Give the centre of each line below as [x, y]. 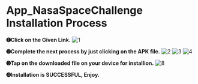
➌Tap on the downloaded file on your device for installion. [80, 63]
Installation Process [57, 23]
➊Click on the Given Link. [38, 40]
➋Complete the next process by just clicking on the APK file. [83, 51]
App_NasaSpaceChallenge [74, 10]
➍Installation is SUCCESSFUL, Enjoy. [53, 74]
